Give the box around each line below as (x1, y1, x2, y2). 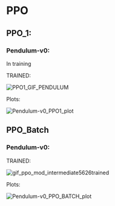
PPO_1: (6, 28, 32, 38)
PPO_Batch (6, 125, 50, 135)
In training (6, 60, 31, 67)
